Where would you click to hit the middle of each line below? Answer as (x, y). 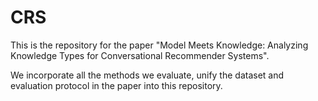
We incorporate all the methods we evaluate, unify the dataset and (147, 75)
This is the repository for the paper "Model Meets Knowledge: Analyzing (159, 45)
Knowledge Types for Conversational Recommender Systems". (140, 55)
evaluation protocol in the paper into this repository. (116, 85)
